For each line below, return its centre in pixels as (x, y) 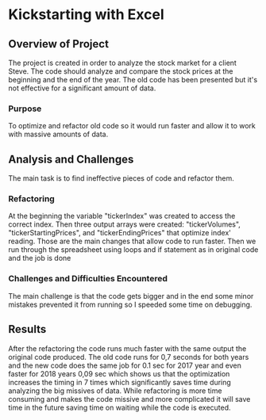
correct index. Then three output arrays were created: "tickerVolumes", (124, 224)
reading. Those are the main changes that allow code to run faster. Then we (132, 241)
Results (27, 329)
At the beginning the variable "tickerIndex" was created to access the (122, 216)
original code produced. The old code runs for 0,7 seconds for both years (129, 357)
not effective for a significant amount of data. (82, 88)
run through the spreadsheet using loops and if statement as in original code (133, 250)
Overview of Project (59, 44)
